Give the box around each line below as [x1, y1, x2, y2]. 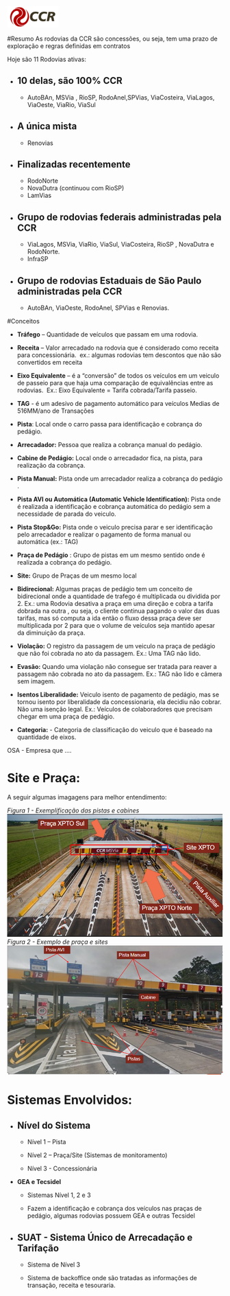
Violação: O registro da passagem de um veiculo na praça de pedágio [16, 642, 216, 650]
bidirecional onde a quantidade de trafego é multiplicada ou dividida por [16, 592, 220, 600]
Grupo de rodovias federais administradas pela [16, 211, 222, 223]
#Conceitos [7, 317, 40, 326]
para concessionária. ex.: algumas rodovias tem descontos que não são [16, 351, 221, 359]
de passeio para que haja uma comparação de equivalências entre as [16, 379, 214, 387]
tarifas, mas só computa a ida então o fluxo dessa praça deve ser [16, 614, 202, 622]
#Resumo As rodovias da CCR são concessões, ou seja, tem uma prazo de [7, 34, 218, 43]
